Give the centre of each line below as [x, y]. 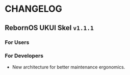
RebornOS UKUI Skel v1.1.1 [49, 28]
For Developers [24, 56]
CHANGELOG [33, 9]
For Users [17, 42]
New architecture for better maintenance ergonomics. [69, 67]
